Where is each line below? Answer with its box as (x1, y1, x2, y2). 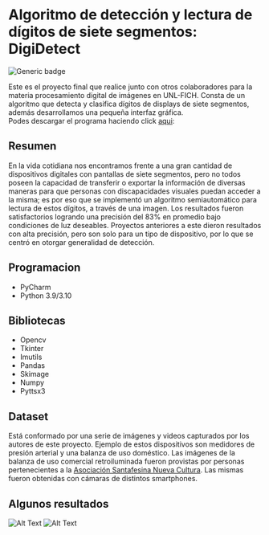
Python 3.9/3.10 (19, 291, 72, 300)
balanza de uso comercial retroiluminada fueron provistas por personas (8, 456, 245, 467)
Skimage (19, 370, 50, 379)
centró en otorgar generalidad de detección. (8, 237, 155, 247)
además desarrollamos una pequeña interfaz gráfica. (8, 107, 184, 117)
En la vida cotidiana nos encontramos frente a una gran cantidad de (8, 161, 233, 170)
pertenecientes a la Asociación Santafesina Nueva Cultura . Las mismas (8, 465, 244, 475)
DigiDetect (8, 40, 81, 58)
